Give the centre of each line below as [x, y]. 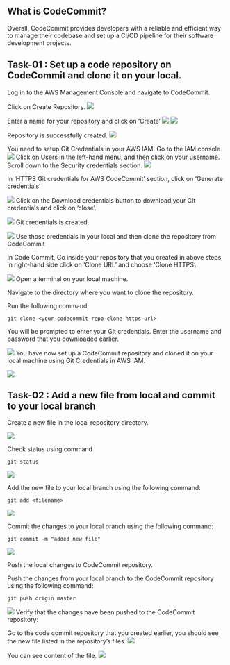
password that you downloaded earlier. [63, 339]
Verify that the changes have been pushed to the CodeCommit [105, 612]
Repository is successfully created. [57, 135]
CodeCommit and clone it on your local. [95, 76]
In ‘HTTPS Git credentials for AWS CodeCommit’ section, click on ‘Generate [115, 178]
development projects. [39, 43]
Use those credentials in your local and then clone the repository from [116, 236]
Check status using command [50, 449]
